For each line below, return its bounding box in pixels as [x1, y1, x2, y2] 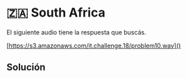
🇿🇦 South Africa [6, 5, 105, 21]
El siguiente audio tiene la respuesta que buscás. [6, 28, 146, 36]
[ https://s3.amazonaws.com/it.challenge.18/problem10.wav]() [6, 41, 181, 50]
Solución [6, 61, 46, 73]
